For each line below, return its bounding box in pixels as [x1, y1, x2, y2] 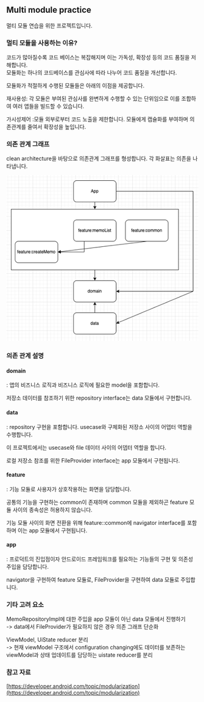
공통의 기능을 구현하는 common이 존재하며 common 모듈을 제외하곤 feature [6, 498, 189, 506]
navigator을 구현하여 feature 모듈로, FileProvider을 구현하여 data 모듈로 [6, 576, 180, 583]
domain [6, 367, 26, 375]
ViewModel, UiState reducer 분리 [6, 636, 88, 643]
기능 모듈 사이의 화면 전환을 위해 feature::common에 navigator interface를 [6, 519, 186, 526]
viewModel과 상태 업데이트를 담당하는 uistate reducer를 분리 [6, 651, 153, 659]
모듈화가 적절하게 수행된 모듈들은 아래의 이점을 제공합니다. [6, 82, 145, 89]
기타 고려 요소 [6, 600, 44, 609]
